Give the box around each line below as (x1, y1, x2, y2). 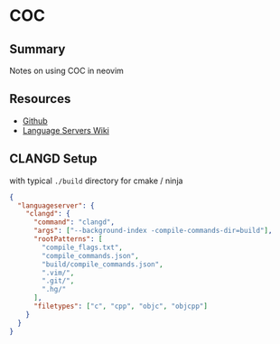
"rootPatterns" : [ (33, 235, 103, 244)
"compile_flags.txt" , (42, 243, 124, 252)
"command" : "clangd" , (33, 218, 116, 227)
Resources (9, 91, 71, 107)
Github (22, 115, 48, 126)
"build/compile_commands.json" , (42, 259, 164, 269)
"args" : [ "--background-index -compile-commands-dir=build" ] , (33, 227, 273, 236)
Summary (9, 42, 66, 57)
